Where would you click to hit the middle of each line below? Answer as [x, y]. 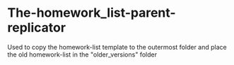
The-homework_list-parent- [92, 13]
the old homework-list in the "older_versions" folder [82, 55]
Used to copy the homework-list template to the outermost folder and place [117, 47]
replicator [36, 28]
